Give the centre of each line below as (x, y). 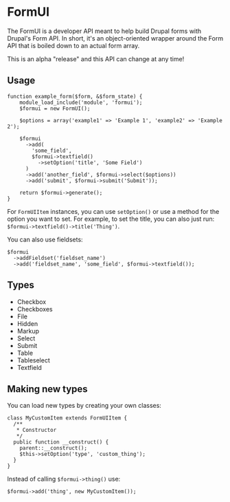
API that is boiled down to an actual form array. (73, 45)
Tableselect (33, 360)
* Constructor (36, 430)
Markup (28, 331)
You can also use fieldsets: (45, 239)
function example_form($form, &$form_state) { (75, 96)
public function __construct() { (61, 442)
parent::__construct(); (54, 448)
